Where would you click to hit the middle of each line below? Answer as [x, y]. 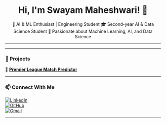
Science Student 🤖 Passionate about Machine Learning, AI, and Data [83, 31]
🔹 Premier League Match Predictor [41, 69]
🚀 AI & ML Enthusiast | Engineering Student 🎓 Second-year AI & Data [83, 24]
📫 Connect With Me [30, 87]
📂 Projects [18, 59]
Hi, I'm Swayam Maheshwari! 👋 [83, 10]
